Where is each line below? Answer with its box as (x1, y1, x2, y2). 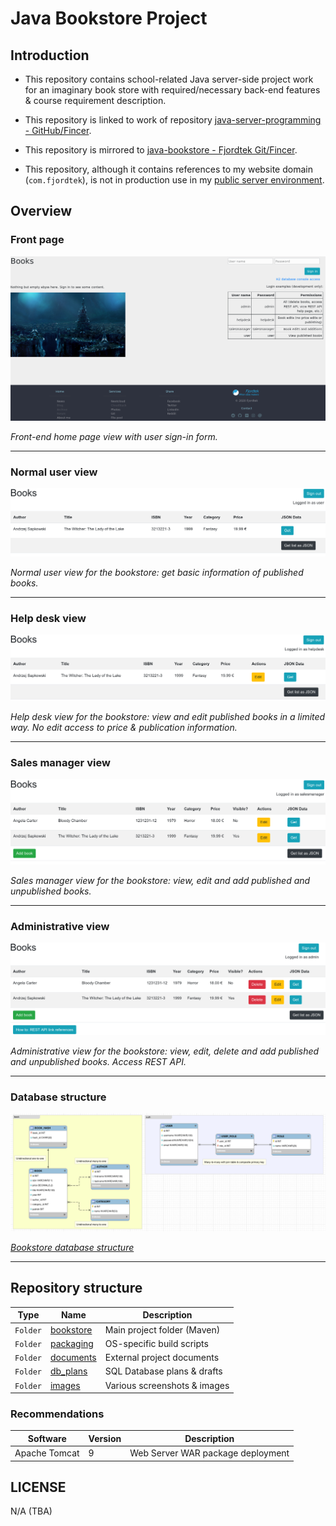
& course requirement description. (24, 95, 167, 106)
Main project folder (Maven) (104, 1323, 221, 1336)
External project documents (104, 1352, 220, 1364)
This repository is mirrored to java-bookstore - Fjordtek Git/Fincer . (24, 144, 298, 156)
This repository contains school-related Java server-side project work (24, 73, 314, 85)
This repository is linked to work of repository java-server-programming (24, 114, 322, 126)
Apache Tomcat (14, 1447, 80, 1459)
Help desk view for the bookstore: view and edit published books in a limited (10, 711, 326, 723)
